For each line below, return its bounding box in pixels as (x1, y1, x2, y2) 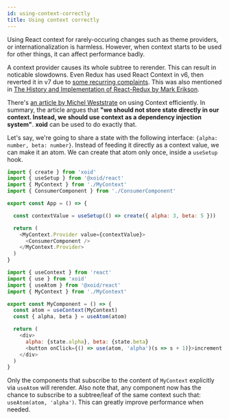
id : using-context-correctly (7, 10, 91, 17)
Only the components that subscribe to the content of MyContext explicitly (7, 376, 215, 385)
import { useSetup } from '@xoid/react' (7, 175, 125, 182)
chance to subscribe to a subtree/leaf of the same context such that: (7, 391, 201, 399)
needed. (7, 405, 31, 414)
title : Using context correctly (7, 16, 99, 23)
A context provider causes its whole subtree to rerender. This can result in (7, 63, 217, 71)
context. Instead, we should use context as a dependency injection (7, 112, 202, 121)
